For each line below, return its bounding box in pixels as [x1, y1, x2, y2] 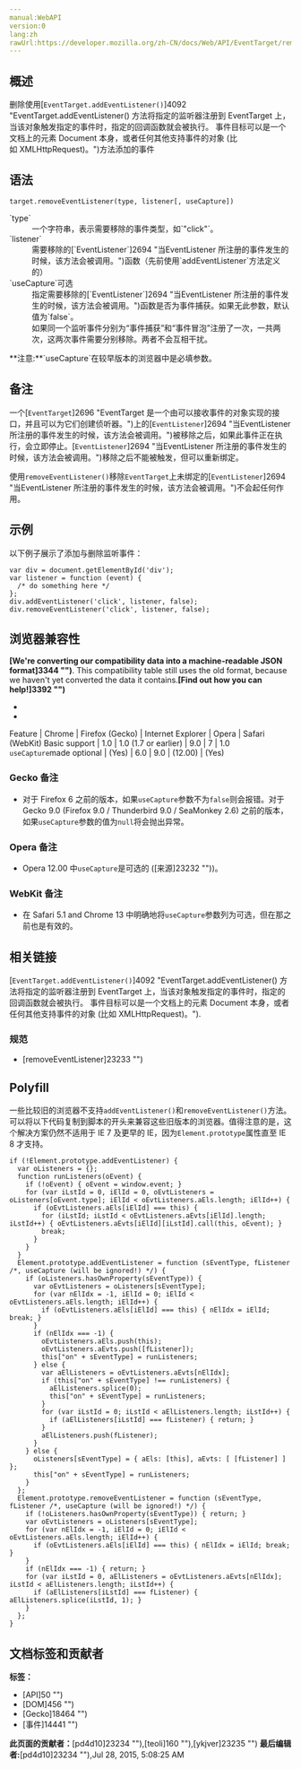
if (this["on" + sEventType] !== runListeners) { [41, 1376, 230, 1385]
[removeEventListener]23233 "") [21, 1054, 143, 1065]
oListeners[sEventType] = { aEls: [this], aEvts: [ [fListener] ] [32, 1454, 287, 1464]
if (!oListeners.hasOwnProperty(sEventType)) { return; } [25, 1510, 246, 1519]
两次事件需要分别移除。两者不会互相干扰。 [55, 334, 212, 344]
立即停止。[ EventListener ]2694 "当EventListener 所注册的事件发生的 [32, 440, 287, 451]
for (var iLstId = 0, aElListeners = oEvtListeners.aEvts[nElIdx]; [25, 1573, 282, 1582]
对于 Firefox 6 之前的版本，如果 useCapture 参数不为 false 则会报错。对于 [21, 793, 285, 804]
